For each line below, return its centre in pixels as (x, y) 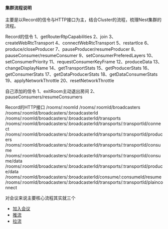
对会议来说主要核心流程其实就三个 (40, 198)
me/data (14, 161)
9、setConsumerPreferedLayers (112, 56)
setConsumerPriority (27, 62)
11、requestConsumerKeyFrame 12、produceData (101, 62)
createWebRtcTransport (30, 43)
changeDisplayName (27, 68)
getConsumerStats (25, 74)
